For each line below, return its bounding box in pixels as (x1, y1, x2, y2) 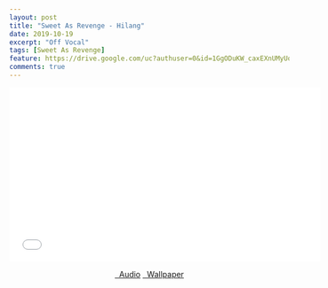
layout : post (9, 12, 58, 22)
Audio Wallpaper (118, 269, 185, 279)
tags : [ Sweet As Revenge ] (9, 46, 105, 55)
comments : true (9, 63, 66, 72)
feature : (9, 54, 42, 63)
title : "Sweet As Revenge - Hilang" (9, 21, 145, 30)
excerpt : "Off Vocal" (9, 37, 90, 47)
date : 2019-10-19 (9, 29, 74, 38)
